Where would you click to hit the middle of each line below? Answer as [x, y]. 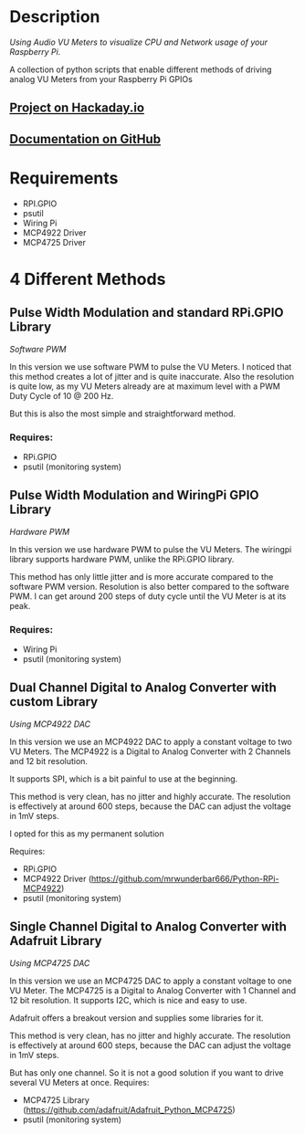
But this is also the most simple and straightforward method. [122, 414]
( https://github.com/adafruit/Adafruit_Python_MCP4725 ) [129, 1109]
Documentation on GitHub [85, 139]
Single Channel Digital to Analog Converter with [148, 927]
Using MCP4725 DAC [50, 963]
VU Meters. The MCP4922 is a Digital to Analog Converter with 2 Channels [150, 751]
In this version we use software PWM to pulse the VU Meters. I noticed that [151, 366]
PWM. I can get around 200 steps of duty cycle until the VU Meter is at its [148, 596]
